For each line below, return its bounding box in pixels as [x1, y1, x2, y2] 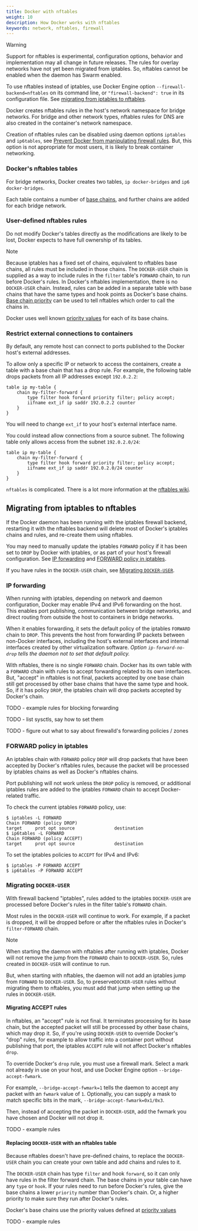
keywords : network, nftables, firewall [6, 25, 104, 31]
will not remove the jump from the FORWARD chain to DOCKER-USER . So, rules [6, 954, 184, 961]
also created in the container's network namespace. [6, 119, 133, 127]
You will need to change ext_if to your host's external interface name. [6, 420, 177, 428]
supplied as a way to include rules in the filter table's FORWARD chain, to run [6, 272, 190, 279]
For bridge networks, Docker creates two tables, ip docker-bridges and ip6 [6, 178, 190, 185]
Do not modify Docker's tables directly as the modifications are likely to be [6, 230, 187, 237]
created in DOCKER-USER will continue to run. [6, 960, 111, 967]
